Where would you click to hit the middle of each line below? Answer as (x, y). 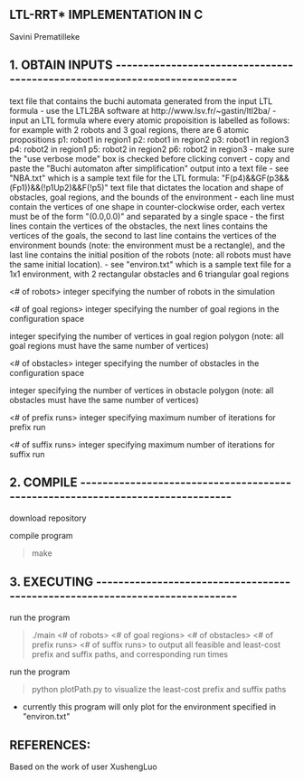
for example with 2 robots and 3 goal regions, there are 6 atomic (129, 129)
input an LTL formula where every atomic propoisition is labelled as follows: (150, 120)
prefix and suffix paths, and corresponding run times (130, 654)
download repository (48, 518)
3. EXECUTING (52, 582)
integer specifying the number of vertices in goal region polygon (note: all (147, 336)
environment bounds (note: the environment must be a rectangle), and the (147, 245)
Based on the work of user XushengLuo (84, 767)
